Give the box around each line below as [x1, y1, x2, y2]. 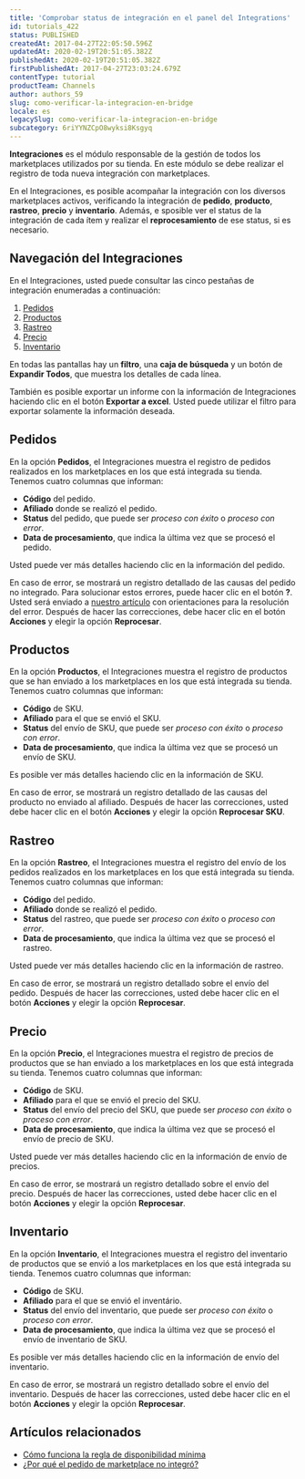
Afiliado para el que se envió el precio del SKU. [22, 1095, 201, 1106]
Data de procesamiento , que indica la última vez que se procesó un [22, 742, 279, 753]
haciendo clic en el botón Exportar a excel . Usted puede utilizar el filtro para [9, 396, 297, 407]
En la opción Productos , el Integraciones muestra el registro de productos [9, 667, 288, 677]
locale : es [9, 107, 51, 116]
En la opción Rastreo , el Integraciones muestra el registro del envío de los [9, 857, 287, 868]
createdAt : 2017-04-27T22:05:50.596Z [9, 38, 153, 48]
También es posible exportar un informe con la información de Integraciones [9, 386, 297, 397]
